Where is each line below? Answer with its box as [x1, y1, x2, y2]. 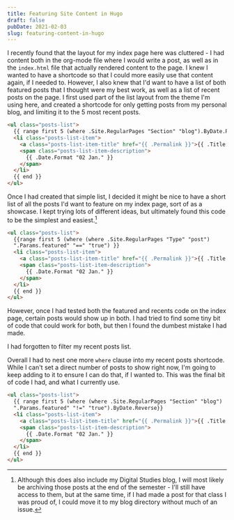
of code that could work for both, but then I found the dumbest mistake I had [7, 321, 227, 330]
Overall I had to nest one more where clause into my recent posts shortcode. [7, 356, 225, 365]
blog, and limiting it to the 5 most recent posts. [7, 108, 141, 116]
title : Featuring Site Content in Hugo [7, 10, 123, 17]
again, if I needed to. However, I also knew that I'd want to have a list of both [7, 78, 226, 87]
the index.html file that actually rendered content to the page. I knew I [7, 63, 208, 72]
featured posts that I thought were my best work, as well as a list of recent [7, 86, 220, 94]
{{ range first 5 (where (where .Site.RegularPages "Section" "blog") [13, 398, 223, 405]
